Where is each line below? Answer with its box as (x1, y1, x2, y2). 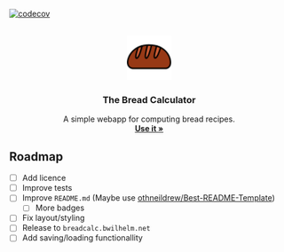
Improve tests (21, 183, 73, 193)
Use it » (134, 123, 164, 134)
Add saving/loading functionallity (21, 232, 144, 243)
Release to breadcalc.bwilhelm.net (21, 223, 151, 233)
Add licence (21, 173, 67, 184)
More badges (35, 202, 85, 213)
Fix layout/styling (21, 213, 85, 224)
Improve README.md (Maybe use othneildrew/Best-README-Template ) (21, 193, 275, 203)
